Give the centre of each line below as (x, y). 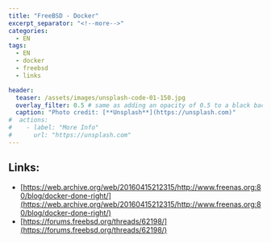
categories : (28, 31)
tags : (17, 46)
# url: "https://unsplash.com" (70, 135)
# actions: (28, 120)
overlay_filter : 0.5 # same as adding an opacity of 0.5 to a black (133, 105)
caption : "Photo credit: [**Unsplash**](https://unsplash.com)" (126, 113)
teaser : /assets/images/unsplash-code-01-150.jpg (100, 97)
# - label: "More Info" (54, 128)
